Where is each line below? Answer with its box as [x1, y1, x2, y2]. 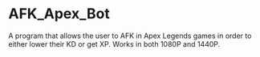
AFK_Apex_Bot [8, 5, 110, 23]
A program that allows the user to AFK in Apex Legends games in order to [8, 31, 252, 40]
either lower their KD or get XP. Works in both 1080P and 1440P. [8, 39, 221, 48]
